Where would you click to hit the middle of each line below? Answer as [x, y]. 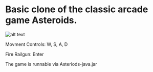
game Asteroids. [41, 20]
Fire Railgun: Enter [25, 54]
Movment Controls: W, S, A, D [37, 44]
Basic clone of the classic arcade [77, 9]
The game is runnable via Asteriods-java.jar [51, 64]
